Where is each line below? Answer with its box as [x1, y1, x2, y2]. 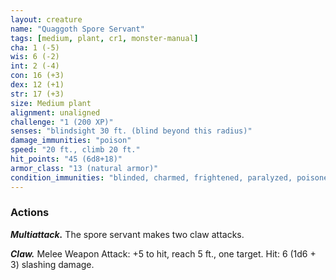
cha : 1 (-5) [10, 42, 60, 53]
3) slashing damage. [10, 258, 95, 270]
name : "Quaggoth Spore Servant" [10, 24, 145, 34]
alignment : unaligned [10, 107, 101, 118]
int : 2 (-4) [10, 61, 60, 71]
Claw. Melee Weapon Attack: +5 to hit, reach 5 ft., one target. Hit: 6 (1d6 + [10, 247, 317, 260]
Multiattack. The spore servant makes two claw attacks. [10, 228, 245, 240]
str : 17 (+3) [10, 89, 65, 99]
